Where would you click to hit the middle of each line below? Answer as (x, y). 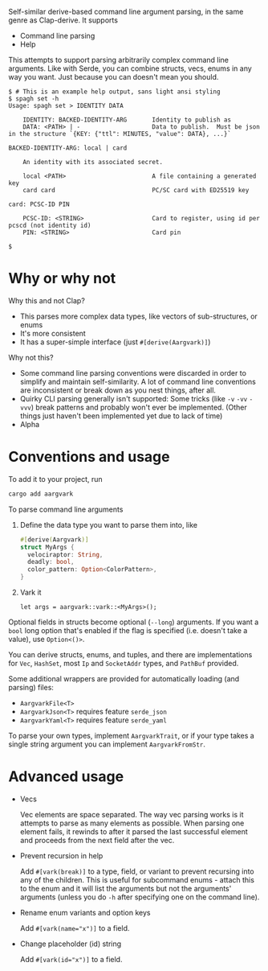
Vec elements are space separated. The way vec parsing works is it (132, 814)
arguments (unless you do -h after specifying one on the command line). (140, 897)
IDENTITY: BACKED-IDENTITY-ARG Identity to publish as (127, 120)
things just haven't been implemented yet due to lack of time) (121, 416)
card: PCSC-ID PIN (39, 204)
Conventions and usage (89, 457)
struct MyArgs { (47, 547)
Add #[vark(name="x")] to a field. (75, 928)
